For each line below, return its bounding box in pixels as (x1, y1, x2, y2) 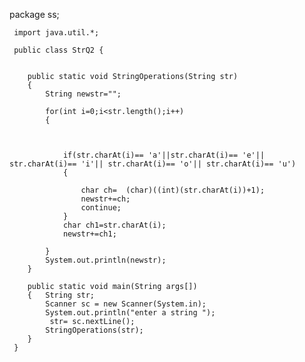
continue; (80, 203, 122, 213)
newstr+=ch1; (62, 229, 117, 239)
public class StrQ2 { (13, 45, 104, 55)
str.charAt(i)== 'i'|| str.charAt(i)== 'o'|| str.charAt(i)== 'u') (9, 159, 297, 169)
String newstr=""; (45, 89, 122, 99)
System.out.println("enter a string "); (45, 308, 216, 318)
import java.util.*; (13, 28, 100, 38)
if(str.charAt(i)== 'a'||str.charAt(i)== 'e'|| (62, 150, 266, 160)
